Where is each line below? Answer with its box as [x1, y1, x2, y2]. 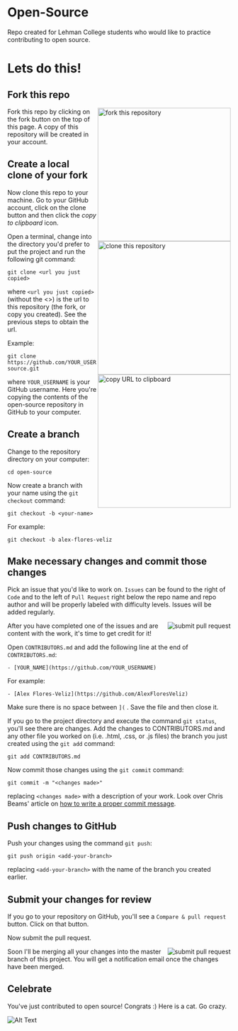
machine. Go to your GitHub [7, 196, 89, 204]
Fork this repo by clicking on [7, 107, 91, 116]
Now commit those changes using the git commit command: [7, 766, 184, 774]
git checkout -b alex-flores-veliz [7, 536, 113, 543]
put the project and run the [7, 247, 86, 256]
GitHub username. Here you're [7, 385, 97, 393]
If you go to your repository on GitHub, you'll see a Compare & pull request [7, 912, 227, 921]
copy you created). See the [7, 310, 87, 319]
